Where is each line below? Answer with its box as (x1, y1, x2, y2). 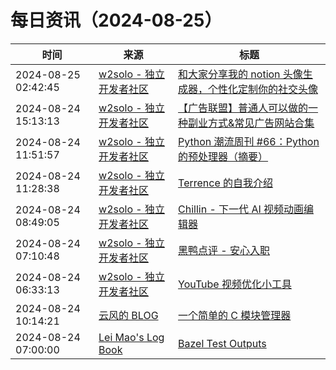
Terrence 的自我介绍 (178, 176, 274, 190)
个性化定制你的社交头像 (208, 82, 319, 96)
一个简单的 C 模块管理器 (178, 308, 292, 322)
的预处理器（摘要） (178, 149, 269, 163)
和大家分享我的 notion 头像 (178, 67, 303, 81)
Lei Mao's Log (98, 330, 165, 344)
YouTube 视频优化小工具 (178, 277, 292, 291)
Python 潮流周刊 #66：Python (178, 134, 320, 148)
